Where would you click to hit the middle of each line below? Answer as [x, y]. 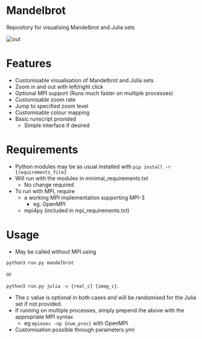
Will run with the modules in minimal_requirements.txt [82, 178]
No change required [49, 185]
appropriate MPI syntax [44, 317]
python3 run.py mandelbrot [40, 263]
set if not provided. [38, 304]
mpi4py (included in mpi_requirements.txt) [77, 210]
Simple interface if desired [57, 125]
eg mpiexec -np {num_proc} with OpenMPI [76, 323]
